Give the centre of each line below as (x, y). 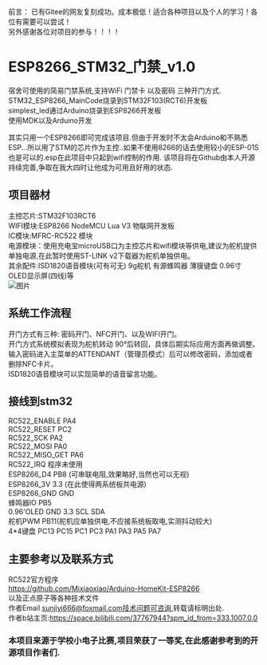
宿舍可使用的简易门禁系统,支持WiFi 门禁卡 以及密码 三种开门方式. (115, 90)
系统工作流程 (40, 313)
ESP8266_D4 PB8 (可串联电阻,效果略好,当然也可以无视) (99, 474)
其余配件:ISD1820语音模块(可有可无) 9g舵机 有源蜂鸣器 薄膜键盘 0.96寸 (125, 265)
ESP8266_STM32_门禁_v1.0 (102, 67)
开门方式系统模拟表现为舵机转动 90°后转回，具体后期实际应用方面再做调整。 (134, 344)
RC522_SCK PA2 (36, 438)
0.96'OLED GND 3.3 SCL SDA (57, 512)
